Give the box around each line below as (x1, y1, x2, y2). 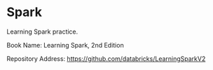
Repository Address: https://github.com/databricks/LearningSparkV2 (6, 54, 206, 63)
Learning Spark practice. (6, 27, 78, 36)
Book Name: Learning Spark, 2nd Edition (6, 41, 124, 49)
